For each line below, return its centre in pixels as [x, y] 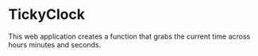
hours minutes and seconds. [55, 44]
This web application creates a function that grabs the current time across [129, 36]
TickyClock [47, 15]
